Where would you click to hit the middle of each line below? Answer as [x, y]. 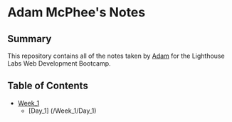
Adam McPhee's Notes [77, 12]
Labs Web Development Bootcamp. [59, 63]
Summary [30, 39]
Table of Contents [48, 86]
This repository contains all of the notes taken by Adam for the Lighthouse [116, 56]
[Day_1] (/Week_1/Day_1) [62, 111]
